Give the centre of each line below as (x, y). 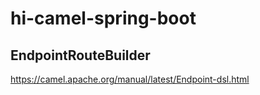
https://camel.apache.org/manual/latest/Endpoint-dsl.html (130, 79)
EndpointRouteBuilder (80, 55)
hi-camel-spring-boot (103, 18)
